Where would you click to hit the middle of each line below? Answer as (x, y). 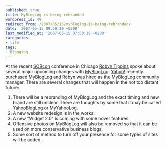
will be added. (27, 140)
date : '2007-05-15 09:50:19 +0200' (42, 29)
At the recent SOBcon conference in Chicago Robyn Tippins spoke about (80, 66)
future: (12, 87)
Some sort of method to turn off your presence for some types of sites (85, 134)
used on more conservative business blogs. (57, 129)
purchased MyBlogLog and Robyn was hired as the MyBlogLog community (82, 77)
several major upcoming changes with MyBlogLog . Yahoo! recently (74, 71)
